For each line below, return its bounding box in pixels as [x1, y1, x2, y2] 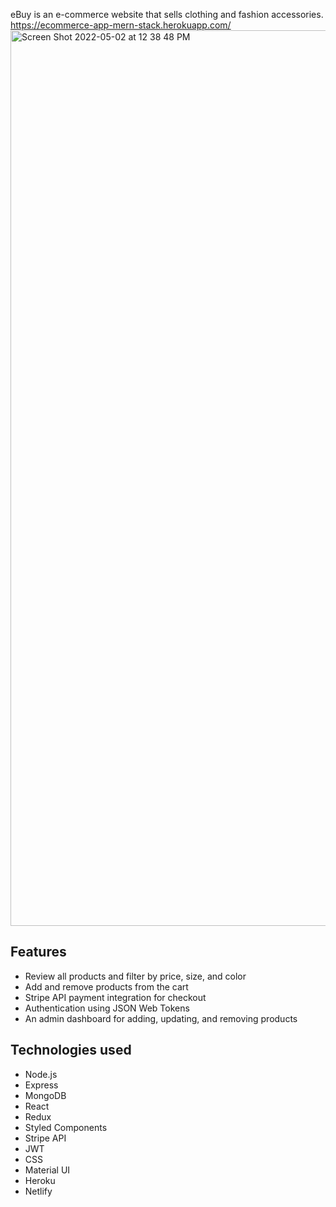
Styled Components [24, 1121, 108, 1133]
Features [10, 944, 67, 961]
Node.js [24, 1068, 58, 1080]
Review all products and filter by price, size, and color [24, 970, 247, 982]
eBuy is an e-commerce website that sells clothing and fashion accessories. [10, 9, 324, 20]
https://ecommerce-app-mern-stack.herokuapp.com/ [10, 19, 232, 31]
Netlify [24, 1185, 53, 1197]
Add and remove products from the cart [24, 980, 189, 993]
